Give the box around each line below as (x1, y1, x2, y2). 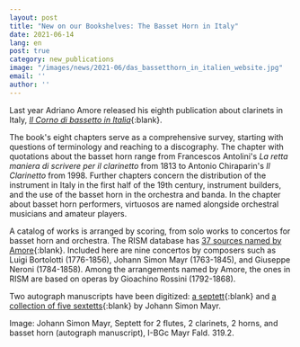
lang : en (9, 38, 42, 48)
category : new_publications (9, 55, 115, 64)
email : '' (9, 72, 47, 81)
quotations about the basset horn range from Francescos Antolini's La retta (9, 150, 289, 162)
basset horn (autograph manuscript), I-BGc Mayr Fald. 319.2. (9, 327, 235, 338)
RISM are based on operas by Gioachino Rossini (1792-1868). (9, 273, 236, 284)
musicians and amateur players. (9, 208, 128, 218)
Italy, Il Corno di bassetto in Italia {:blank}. (9, 114, 163, 125)
